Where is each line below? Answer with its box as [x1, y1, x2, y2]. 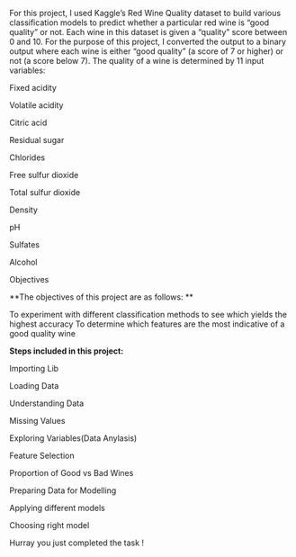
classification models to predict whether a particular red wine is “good [9, 17, 270, 28]
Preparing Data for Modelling [9, 485, 117, 496]
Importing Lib [9, 364, 59, 373]
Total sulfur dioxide [9, 187, 81, 197]
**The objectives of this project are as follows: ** [9, 292, 193, 302]
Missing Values [9, 416, 66, 426]
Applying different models [9, 503, 106, 513]
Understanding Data [9, 398, 85, 409]
